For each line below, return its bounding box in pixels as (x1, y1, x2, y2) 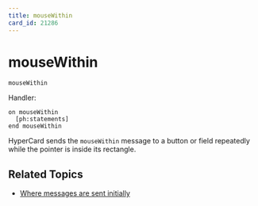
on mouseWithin (8, 109, 59, 116)
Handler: (8, 93, 37, 103)
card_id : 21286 (8, 19, 59, 27)
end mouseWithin (8, 122, 62, 131)
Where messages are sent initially (19, 189, 131, 198)
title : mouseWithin (8, 11, 73, 20)
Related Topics (8, 167, 83, 181)
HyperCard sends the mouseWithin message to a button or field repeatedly (8, 136, 250, 146)
